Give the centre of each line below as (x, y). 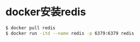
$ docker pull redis (31, 28)
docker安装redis (46, 12)
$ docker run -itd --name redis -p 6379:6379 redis (70, 33)
